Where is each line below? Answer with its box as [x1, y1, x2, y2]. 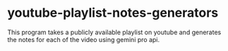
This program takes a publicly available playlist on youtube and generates [7, 28, 222, 36]
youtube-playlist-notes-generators [7, 5, 219, 21]
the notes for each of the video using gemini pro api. [7, 35, 160, 43]
